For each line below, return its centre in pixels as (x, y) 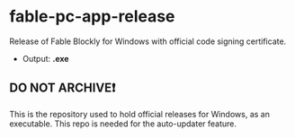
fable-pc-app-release (92, 17)
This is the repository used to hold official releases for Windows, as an (139, 114)
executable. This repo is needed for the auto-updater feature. (123, 124)
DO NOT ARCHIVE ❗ (63, 88)
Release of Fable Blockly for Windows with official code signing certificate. (148, 41)
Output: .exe (45, 58)
